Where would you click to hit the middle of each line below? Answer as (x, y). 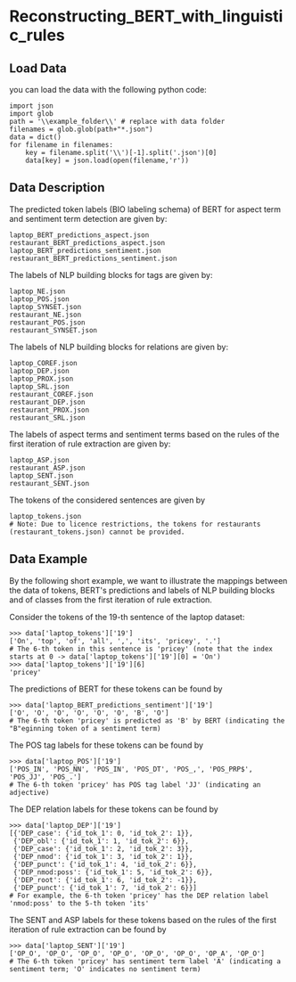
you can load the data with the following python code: (108, 90)
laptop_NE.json (37, 291)
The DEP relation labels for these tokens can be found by (114, 809)
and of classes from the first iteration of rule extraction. (111, 600)
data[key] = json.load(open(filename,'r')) (107, 160)
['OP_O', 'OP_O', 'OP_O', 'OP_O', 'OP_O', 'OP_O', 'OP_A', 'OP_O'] (137, 953)
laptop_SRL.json (39, 386)
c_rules (37, 35)
